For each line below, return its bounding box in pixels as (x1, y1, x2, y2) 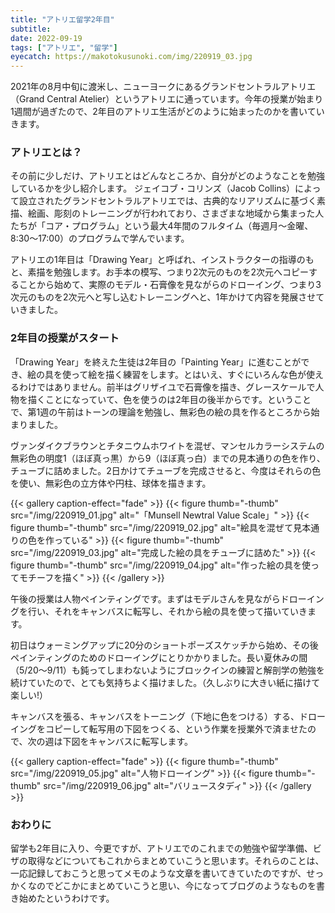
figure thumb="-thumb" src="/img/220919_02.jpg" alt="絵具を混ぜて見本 (10, 521, 312, 533)
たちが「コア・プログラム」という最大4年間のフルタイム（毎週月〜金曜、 (10, 220, 314, 232)
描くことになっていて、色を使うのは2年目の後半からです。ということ (27, 393, 312, 405)
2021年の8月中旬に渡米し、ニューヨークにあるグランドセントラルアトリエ (10, 81, 317, 93)
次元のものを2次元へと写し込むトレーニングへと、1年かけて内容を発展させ (10, 291, 317, 303)
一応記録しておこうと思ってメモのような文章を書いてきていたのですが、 (10, 867, 307, 880)
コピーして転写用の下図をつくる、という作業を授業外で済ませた (44, 722, 308, 735)
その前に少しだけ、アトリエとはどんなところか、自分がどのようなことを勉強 (10, 170, 326, 182)
